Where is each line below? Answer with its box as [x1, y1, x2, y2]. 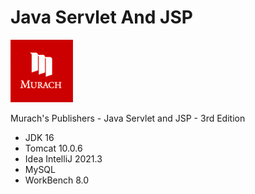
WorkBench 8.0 [24, 174, 90, 186]
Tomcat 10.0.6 [24, 142, 83, 154]
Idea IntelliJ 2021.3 [24, 152, 103, 165]
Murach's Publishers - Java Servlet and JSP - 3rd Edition [10, 112, 246, 124]
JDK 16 [24, 131, 55, 143]
